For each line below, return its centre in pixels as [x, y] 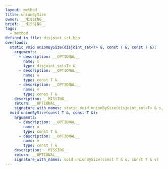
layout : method [21, 10]
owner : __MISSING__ [26, 19]
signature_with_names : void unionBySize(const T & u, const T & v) [87, 159]
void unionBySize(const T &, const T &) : [54, 113]
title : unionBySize [26, 15]
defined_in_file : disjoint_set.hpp [43, 38]
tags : [11, 29]
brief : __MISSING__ [26, 24]
